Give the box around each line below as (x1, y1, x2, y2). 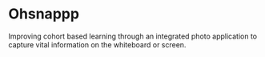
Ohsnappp (8, 5, 80, 23)
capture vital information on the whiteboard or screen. (8, 39, 187, 49)
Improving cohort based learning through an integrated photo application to (8, 31, 258, 41)
